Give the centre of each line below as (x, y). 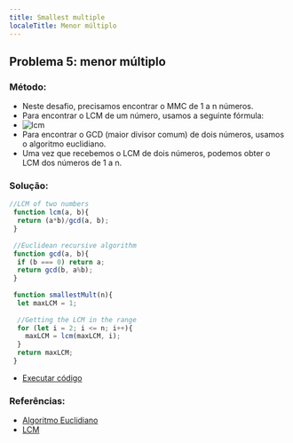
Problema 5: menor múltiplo (87, 62)
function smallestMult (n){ (63, 295)
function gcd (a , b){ (51, 254)
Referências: (37, 400)
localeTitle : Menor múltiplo (63, 26)
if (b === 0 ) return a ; (61, 262)
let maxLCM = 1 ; (47, 303)
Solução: (29, 186)
